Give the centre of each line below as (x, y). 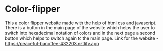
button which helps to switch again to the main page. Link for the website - (82, 38)
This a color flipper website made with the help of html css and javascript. (81, 23)
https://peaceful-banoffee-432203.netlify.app (52, 43)
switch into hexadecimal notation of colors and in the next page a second (80, 33)
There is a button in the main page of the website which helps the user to (80, 27)
